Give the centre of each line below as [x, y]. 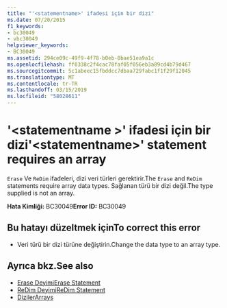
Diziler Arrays [35, 297]
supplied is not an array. [41, 193]
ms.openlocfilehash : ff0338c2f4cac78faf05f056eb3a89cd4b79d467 [99, 64]
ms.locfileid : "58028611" [44, 97]
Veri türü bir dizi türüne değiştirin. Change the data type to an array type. [119, 244]
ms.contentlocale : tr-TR [42, 84]
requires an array [57, 159]
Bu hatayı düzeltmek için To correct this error [104, 228]
